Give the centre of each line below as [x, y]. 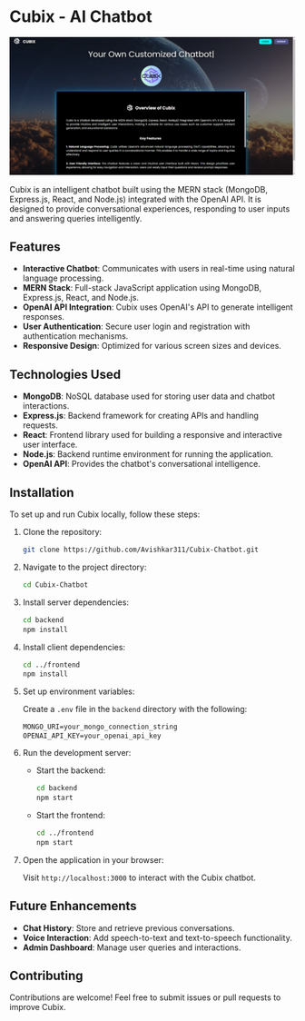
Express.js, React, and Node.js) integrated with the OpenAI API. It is [135, 199]
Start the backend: [71, 770]
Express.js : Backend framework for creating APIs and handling [140, 416]
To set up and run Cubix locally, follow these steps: [105, 514]
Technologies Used [65, 374]
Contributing [46, 975]
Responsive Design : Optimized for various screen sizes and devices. [152, 346]
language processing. [63, 278]
